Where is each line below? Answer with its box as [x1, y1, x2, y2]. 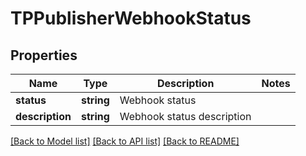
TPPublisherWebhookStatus [10, 7, 252, 30]
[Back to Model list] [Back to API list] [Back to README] [10, 135, 240, 147]
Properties [10, 47, 78, 64]
